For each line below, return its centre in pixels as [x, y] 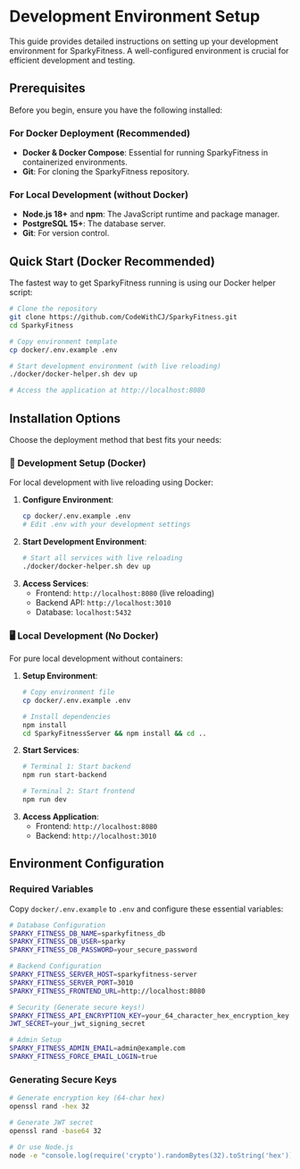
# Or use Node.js [42, 1147]
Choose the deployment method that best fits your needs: [116, 439]
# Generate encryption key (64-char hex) [87, 1098]
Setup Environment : [60, 676]
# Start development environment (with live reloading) [115, 366]
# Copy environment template [63, 342]
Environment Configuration [87, 864]
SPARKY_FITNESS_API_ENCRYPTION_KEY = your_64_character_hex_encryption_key [150, 1016]
